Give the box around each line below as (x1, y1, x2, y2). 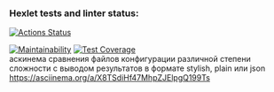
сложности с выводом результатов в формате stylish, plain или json (9, 63, 266, 73)
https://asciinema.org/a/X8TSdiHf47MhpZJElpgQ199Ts (9, 73, 211, 83)
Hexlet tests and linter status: (9, 7, 139, 19)
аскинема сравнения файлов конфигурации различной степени (9, 54, 251, 65)
